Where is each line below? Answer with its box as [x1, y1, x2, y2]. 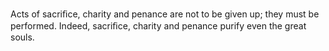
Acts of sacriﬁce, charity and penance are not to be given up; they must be [10, 8, 320, 20]
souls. [10, 31, 35, 43]
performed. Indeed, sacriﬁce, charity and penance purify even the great [10, 20, 307, 32]
